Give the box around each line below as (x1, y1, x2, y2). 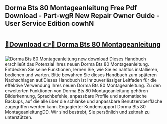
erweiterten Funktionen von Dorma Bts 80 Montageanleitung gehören (5, 88, 148, 94)
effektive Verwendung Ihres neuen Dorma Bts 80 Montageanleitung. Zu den (5, 82, 161, 88)
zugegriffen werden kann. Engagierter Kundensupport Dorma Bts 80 (5, 104, 146, 109)
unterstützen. (5, 114, 33, 120)
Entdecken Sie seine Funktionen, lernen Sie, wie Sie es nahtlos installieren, (5, 67, 159, 72)
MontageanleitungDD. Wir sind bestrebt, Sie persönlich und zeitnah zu (5, 109, 150, 115)
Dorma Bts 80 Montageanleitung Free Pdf (5, 4, 137, 12)
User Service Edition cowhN (5, 19, 94, 28)
